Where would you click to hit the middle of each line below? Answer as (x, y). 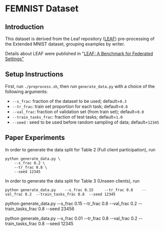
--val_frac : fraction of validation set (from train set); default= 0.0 (78, 111)
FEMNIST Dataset (42, 9)
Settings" (15, 59)
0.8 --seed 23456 (56, 209)
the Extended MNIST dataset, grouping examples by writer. (65, 44)
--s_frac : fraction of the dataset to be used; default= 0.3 (69, 101)
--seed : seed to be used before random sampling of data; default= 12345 (85, 122)
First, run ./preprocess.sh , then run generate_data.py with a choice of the (80, 86)
